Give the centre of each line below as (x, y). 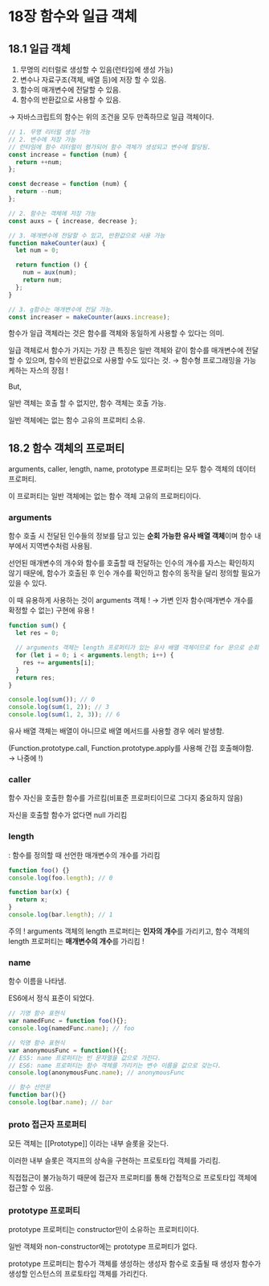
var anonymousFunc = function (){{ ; (68, 1050)
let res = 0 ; (37, 633)
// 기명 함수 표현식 (37, 1014)
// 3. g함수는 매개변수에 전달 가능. (61, 309)
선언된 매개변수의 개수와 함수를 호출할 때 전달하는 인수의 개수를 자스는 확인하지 (132, 563)
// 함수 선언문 (29, 1087)
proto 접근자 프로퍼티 (47, 1124)
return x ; (32, 900)
